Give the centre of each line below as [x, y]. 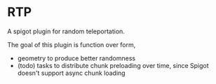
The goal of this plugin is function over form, [72, 44]
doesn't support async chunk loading [71, 73]
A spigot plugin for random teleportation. [66, 31]
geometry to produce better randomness [76, 58]
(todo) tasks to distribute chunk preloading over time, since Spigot [113, 65]
